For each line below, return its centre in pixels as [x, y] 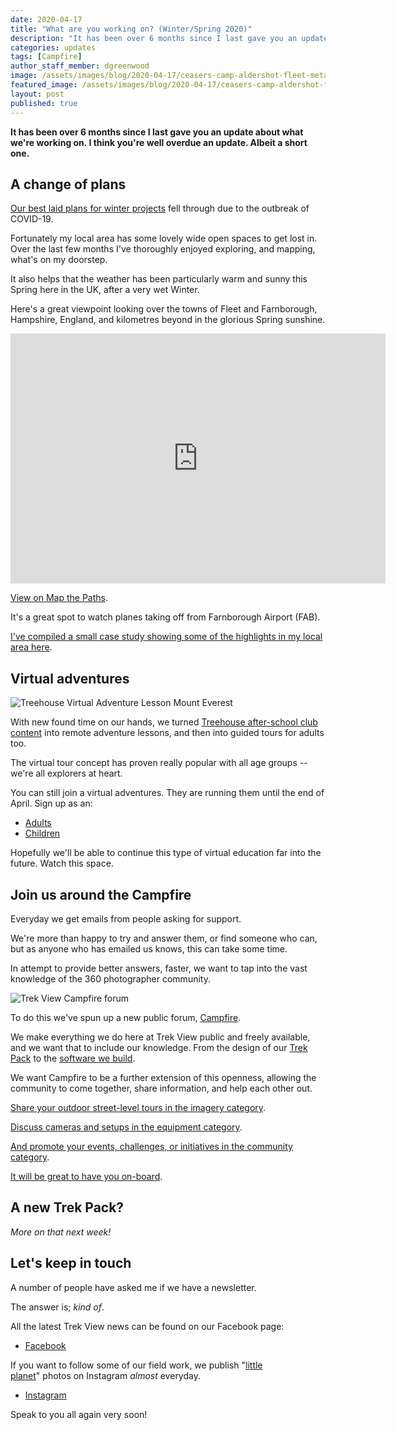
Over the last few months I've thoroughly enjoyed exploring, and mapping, [163, 249]
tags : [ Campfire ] [46, 57]
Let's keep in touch [71, 1263]
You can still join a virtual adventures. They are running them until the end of [167, 793]
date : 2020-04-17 [46, 19]
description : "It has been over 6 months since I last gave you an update [169, 38]
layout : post [37, 94]
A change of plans [68, 184]
